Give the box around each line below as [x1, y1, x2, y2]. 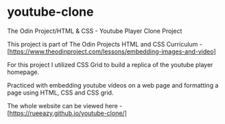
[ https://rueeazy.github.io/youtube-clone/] [7, 109, 127, 117]
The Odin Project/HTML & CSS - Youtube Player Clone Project [7, 27, 182, 35]
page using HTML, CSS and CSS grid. [7, 88, 114, 97]
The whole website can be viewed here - [7, 101, 123, 110]
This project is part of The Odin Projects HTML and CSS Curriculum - [7, 40, 202, 48]
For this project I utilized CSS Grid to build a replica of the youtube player [7, 60, 213, 69]
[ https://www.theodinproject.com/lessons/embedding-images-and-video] [7, 47, 216, 55]
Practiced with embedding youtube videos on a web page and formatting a [7, 81, 219, 89]
